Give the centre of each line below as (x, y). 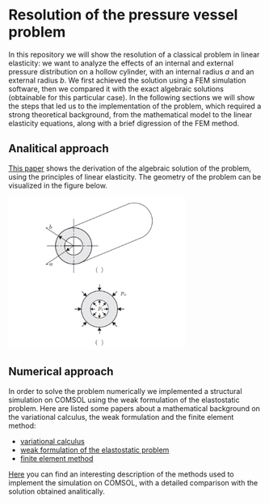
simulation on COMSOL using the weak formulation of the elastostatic (124, 400)
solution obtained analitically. (57, 491)
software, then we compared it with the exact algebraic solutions (116, 89)
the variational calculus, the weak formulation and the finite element (121, 417)
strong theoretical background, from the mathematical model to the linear (130, 114)
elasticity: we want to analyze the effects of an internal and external (121, 63)
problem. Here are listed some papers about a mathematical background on (134, 408)
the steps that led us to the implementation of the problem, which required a (135, 106)
